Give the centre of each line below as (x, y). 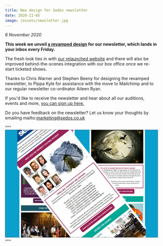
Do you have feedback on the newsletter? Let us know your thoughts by (77, 113)
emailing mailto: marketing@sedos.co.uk (45, 118)
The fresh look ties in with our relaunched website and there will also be (77, 59)
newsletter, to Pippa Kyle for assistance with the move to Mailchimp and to (79, 84)
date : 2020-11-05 (23, 15)
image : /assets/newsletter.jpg (37, 20)
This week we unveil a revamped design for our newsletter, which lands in (81, 44)
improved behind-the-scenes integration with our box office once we (74, 64)
